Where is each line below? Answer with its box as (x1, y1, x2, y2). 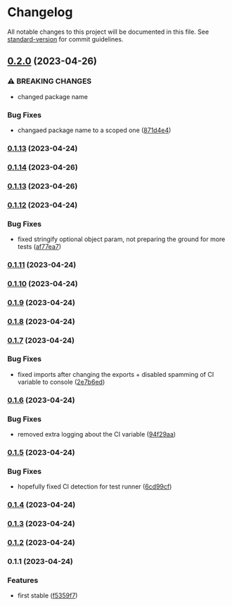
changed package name (17, 92, 88, 101)
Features (7, 575, 39, 585)
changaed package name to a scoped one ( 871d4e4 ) (17, 126, 172, 134)
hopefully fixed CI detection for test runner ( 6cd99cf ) (17, 482, 172, 491)
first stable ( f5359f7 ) (17, 591, 78, 600)
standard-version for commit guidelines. (7, 34, 124, 43)
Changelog (7, 4, 73, 20)
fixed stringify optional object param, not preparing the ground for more (17, 235, 226, 243)
